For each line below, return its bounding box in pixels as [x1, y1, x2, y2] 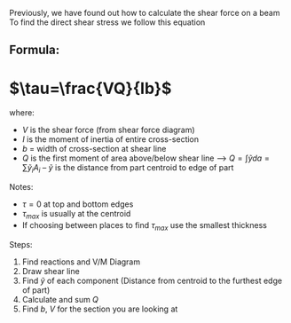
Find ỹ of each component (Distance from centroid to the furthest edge [21, 275, 282, 286]
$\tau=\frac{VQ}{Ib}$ [9, 78, 172, 98]
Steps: [9, 239, 33, 249]
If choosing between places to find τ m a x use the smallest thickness [21, 219, 268, 232]
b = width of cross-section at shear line [21, 144, 167, 154]
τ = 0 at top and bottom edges [21, 199, 134, 209]
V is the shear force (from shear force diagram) [21, 124, 195, 136]
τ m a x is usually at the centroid [21, 209, 131, 221]
